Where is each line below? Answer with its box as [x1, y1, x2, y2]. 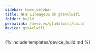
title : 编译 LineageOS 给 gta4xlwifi [5, 12, 80, 17]
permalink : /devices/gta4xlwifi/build [5, 21, 85, 26]
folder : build [5, 16, 34, 21]
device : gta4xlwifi [5, 26, 45, 31]
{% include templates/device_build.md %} [5, 39, 91, 45]
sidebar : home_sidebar [5, 7, 52, 12]
